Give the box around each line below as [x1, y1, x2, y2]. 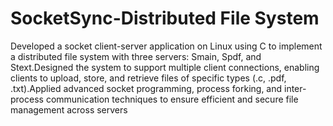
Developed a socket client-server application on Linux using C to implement [10, 40, 323, 52]
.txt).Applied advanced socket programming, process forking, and [10, 82, 283, 94]
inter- [283, 82, 307, 94]
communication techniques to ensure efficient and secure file [45, 93, 299, 105]
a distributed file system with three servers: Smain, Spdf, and [10, 50, 262, 62]
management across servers [10, 103, 128, 116]
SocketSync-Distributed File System [10, 7, 320, 30]
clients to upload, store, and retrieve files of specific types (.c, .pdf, [10, 72, 287, 84]
